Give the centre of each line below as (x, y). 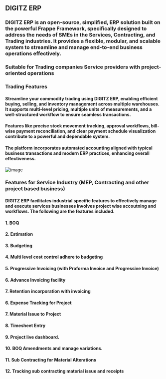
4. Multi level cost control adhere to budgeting (54, 257)
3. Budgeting (19, 245)
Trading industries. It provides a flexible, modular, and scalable (83, 41)
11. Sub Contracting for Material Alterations (51, 360)
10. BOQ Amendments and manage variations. (54, 349)
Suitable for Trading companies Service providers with (73, 67)
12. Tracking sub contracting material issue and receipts (65, 371)
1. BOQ (12, 223)
